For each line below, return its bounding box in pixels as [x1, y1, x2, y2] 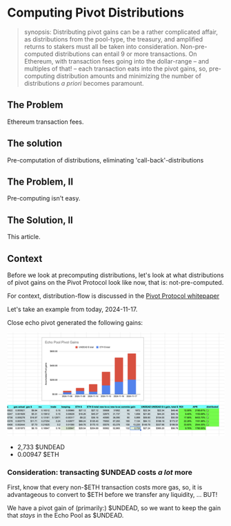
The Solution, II [7, 214, 74, 226]
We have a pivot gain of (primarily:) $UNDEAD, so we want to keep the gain [7, 504, 221, 512]
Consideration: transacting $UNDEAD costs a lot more [7, 468, 193, 478]
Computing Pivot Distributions [7, 5, 185, 21]
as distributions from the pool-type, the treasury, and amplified [23, 35, 203, 43]
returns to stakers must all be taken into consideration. [23, 42, 179, 50]
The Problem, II [7, 176, 74, 187]
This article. [7, 233, 41, 241]
